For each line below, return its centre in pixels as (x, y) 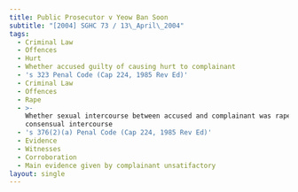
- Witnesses (39, 149)
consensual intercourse (69, 125)
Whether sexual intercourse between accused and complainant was (149, 116)
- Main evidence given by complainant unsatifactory (117, 165)
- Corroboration (47, 157)
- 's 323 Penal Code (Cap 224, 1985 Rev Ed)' (103, 75)
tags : (19, 34)
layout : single (37, 173)
